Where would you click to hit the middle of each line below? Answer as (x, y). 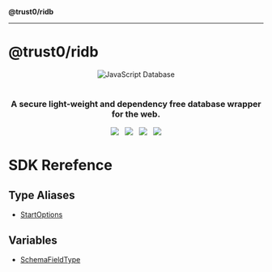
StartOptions (41, 215)
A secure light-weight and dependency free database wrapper (136, 104)
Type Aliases (42, 195)
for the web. (136, 114)
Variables (33, 240)
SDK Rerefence (61, 166)
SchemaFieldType (50, 260)
